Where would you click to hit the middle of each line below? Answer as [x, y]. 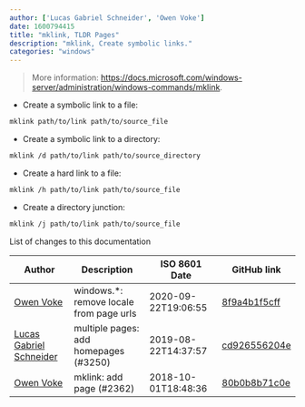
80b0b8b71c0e [256, 382]
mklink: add [98, 377]
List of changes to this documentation [80, 241]
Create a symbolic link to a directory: [91, 139]
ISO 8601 [181, 263]
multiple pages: [107, 328]
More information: [65, 77]
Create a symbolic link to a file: [80, 105]
